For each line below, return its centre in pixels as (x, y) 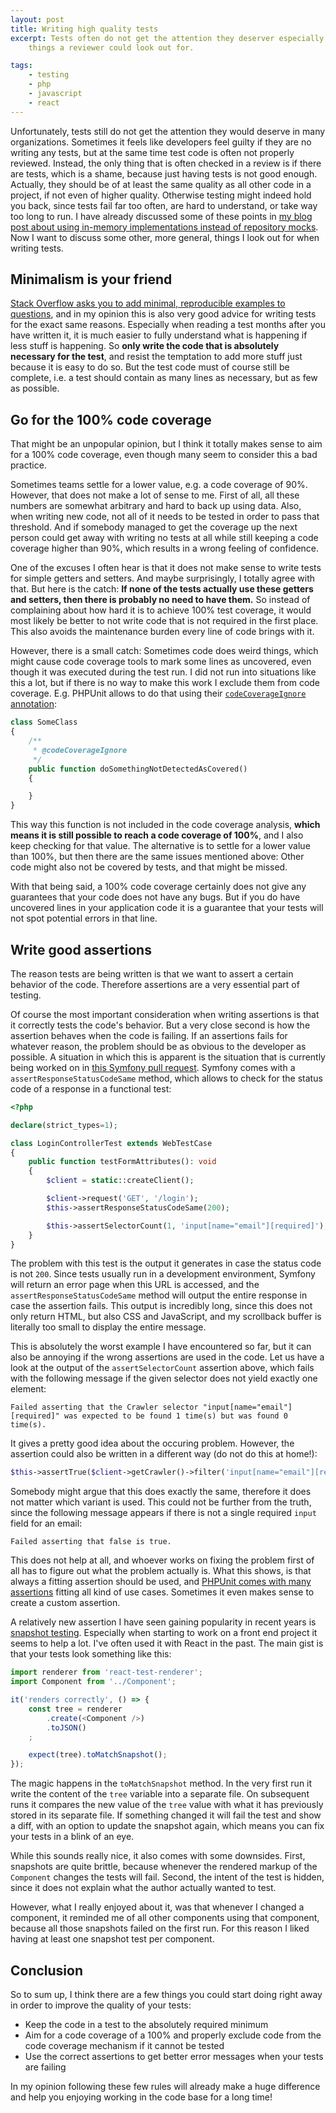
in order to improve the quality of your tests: (101, 2005)
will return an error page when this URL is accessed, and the (135, 1285)
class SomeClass (44, 722)
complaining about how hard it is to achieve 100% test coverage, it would (161, 610)
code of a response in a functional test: (91, 1088)
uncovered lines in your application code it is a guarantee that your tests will (167, 908)
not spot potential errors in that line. (84, 918)
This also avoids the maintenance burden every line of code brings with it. (162, 632)
